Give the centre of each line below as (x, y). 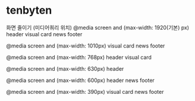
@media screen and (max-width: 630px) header (65, 68)
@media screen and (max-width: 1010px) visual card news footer (86, 46)
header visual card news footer (44, 34)
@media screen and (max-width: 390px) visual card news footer (85, 91)
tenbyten (29, 10)
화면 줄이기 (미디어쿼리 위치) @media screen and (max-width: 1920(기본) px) (97, 27)
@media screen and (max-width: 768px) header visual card (79, 57)
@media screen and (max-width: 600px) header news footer (80, 80)
